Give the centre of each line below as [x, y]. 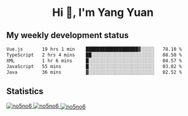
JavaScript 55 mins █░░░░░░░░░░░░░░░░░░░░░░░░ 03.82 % [94, 66]
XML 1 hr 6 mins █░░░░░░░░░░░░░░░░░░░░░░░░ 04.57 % [94, 61]
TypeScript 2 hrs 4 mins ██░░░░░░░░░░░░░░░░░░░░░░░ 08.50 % [94, 55]
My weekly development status [68, 35]
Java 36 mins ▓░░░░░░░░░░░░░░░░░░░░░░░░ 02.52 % [94, 72]
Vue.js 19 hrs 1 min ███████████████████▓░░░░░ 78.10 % [94, 49]
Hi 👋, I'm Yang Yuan [103, 13]
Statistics [25, 91]
